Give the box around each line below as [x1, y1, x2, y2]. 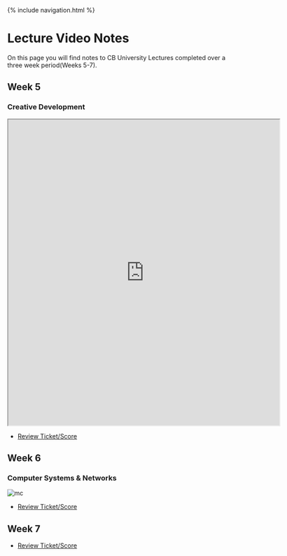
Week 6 [7, 452, 41, 464]
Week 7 [7, 522, 41, 534]
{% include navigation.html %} [7, 6, 96, 14]
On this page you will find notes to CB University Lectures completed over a [7, 53, 226, 62]
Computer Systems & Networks [7, 473, 117, 483]
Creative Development [7, 102, 85, 112]
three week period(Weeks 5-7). [7, 61, 97, 69]
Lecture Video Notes [7, 31, 129, 46]
